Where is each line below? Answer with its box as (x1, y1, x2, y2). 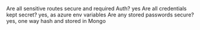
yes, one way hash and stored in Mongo (6, 18, 106, 24)
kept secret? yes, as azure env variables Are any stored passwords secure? (6, 11, 195, 18)
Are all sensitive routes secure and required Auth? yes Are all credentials (6, 5, 187, 12)
